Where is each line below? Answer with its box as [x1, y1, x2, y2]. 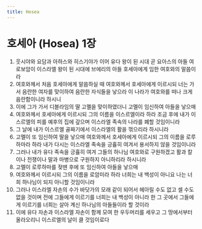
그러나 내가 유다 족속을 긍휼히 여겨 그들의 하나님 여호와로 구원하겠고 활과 [15, 148, 186, 155]
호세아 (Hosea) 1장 [7, 37, 96, 50]
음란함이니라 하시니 [15, 95, 62, 102]
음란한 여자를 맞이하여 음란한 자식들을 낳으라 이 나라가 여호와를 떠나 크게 [22, 88, 193, 95]
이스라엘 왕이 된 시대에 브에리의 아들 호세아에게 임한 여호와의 [36, 65, 180, 72]
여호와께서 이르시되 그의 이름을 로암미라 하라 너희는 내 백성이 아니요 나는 [15, 171, 186, 178]
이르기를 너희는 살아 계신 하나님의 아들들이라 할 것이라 [22, 201, 150, 208]
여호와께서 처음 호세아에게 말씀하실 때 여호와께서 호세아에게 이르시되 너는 [15, 80, 189, 87]
